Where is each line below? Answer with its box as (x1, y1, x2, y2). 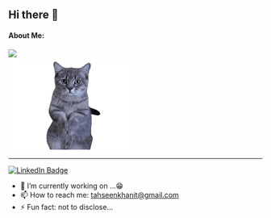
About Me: (8, 30, 45, 40)
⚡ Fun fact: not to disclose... (19, 202, 114, 212)
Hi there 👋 (8, 8, 59, 22)
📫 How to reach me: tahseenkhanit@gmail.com (19, 190, 179, 199)
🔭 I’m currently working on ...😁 (19, 181, 123, 191)
